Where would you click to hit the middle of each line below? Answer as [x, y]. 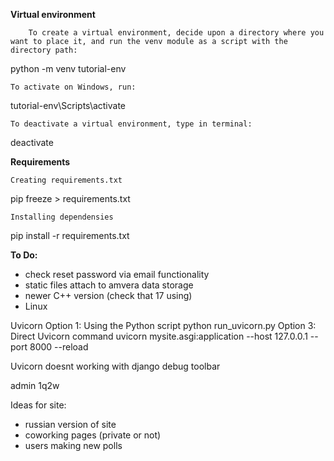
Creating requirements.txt [66, 180]
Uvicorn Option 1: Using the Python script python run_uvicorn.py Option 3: [163, 325]
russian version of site [70, 424]
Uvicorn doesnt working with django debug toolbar [115, 366]
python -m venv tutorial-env [68, 68]
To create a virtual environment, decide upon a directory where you [176, 33]
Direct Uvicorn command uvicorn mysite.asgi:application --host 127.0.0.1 [159, 336]
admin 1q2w [35, 385]
